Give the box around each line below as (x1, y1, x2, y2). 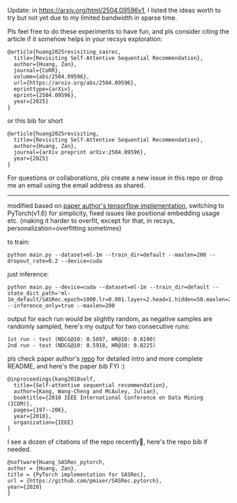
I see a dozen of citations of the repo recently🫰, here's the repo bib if (7, 438, 208, 446)
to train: (7, 238, 30, 246)
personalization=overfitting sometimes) (7, 224, 122, 232)
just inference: (7, 270, 49, 278)
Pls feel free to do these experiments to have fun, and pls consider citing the (7, 28, 229, 35)
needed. (7, 445, 32, 453)
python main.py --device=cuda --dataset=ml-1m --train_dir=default (7, 284, 210, 291)
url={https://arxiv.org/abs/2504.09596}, (13, 79, 138, 86)
